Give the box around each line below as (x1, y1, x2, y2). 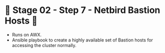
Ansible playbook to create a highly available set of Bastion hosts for (11, 37, 153, 43)
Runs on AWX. (11, 31, 42, 37)
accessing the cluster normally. (11, 42, 77, 48)
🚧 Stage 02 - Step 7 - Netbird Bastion (4, 4, 160, 16)
